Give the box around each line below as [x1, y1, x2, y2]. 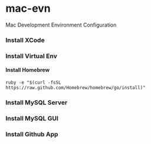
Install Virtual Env [5, 52, 57, 60]
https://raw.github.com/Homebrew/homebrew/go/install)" [5, 84, 146, 90]
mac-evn [5, 2, 51, 15]
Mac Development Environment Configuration [5, 21, 117, 28]
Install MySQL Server [5, 98, 68, 106]
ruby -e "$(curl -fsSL [5, 79, 61, 86]
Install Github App [5, 130, 58, 138]
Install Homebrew [5, 67, 50, 74]
